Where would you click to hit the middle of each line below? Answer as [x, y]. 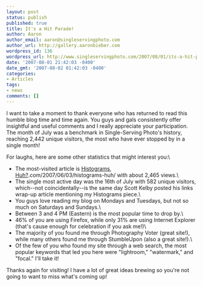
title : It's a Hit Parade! [40, 29]
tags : [13, 85]
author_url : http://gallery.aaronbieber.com [63, 46]
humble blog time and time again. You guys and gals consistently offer [94, 119]
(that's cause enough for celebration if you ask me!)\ [80, 226]
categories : [21, 74]
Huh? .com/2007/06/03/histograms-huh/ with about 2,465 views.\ [97, 175]
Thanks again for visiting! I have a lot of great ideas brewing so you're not [98, 270]
